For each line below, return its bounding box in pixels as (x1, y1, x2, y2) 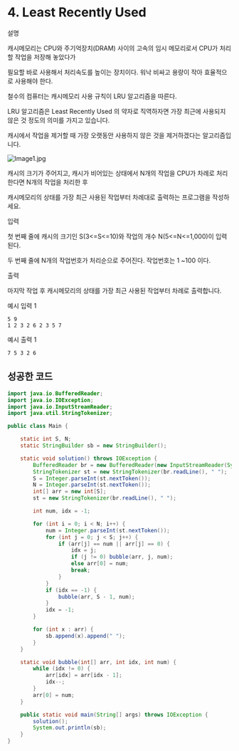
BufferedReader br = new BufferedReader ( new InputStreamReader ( (33, 461, 228, 468)
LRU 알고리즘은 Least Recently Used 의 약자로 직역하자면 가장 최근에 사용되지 (7, 107, 226, 115)
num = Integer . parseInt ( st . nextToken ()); (45, 527, 171, 534)
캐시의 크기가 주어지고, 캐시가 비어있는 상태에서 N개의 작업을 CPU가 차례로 (7, 169, 216, 177)
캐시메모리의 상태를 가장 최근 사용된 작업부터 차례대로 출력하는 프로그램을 (7, 193, 211, 201)
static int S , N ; (20, 436, 72, 443)
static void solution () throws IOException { (20, 455, 158, 462)
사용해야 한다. (14, 76, 53, 85)
